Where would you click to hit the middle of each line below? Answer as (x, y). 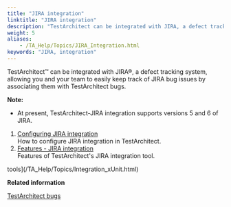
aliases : (20, 39)
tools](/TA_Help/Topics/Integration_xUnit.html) (73, 169)
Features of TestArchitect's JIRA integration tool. (86, 155)
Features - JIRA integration (55, 148)
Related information (36, 182)
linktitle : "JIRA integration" (52, 20)
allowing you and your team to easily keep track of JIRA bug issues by (107, 79)
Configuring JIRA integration (57, 134)
